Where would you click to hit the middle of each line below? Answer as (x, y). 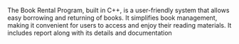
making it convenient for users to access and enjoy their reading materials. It (119, 25)
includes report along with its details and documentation (90, 33)
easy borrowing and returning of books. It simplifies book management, (112, 18)
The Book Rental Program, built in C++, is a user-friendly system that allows (118, 10)
